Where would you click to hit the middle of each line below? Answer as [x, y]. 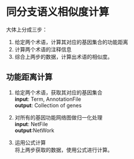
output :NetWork [34, 130]
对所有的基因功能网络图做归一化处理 [58, 117]
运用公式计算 [30, 143]
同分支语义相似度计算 [58, 12]
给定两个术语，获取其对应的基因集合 [58, 92]
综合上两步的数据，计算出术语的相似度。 [63, 57]
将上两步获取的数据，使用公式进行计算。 [63, 150]
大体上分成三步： [27, 29]
